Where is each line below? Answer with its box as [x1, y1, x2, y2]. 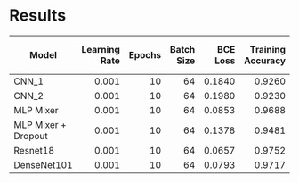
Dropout [13, 129, 48, 142]
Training [249, 43, 287, 55]
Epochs [128, 48, 162, 61]
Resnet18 [13, 144, 55, 156]
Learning [81, 43, 120, 55]
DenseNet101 [13, 158, 73, 171]
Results [9, 5, 67, 26]
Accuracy [243, 54, 287, 67]
